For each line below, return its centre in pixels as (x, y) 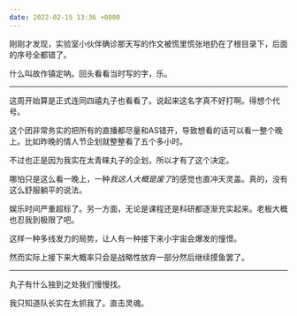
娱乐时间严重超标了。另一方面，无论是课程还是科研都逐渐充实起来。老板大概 (148, 208)
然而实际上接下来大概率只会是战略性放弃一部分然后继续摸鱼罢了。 (129, 257)
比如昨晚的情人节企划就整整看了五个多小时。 (106, 141)
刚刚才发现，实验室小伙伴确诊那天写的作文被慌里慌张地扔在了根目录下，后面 (148, 43)
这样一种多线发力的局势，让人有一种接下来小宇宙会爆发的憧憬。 (125, 238)
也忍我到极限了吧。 (44, 219)
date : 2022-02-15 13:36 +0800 (65, 17)
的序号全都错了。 (40, 55)
